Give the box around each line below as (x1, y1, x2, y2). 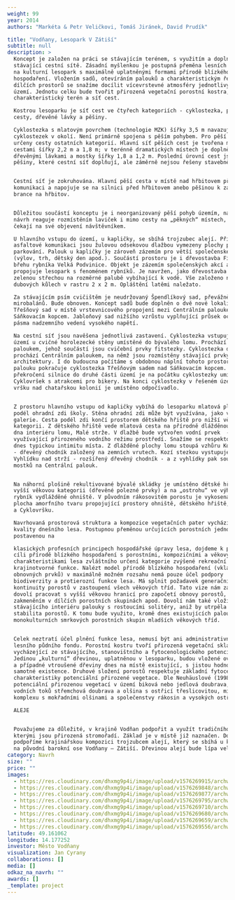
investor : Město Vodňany (7, 843, 80, 850)
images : (7, 771, 30, 778)
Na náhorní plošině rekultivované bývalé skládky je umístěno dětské (13, 481, 220, 488)
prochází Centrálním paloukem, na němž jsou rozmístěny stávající (13, 352, 211, 359)
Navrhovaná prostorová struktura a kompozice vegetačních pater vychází (13, 519, 230, 526)
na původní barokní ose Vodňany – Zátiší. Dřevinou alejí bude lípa (13, 745, 218, 752)
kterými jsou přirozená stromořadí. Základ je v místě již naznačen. (13, 732, 220, 739)
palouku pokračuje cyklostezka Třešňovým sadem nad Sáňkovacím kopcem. (13, 365, 227, 372)
